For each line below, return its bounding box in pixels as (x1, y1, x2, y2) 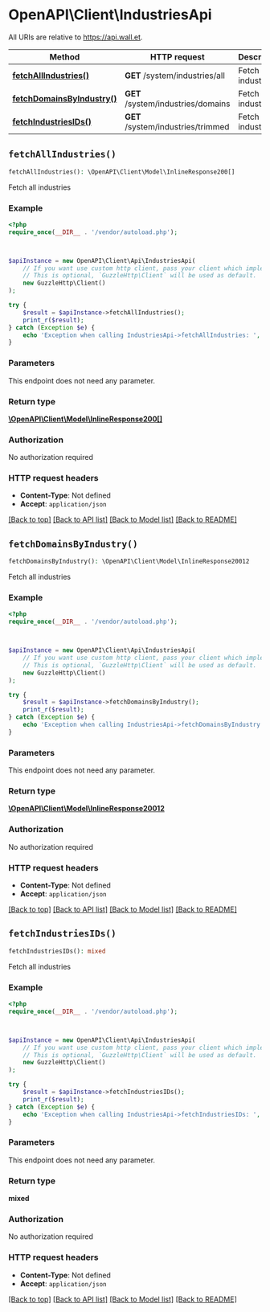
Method (49, 51, 80, 62)
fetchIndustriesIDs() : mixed (8, 947, 106, 955)
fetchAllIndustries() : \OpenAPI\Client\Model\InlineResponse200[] (8, 167, 235, 176)
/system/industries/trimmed (124, 121, 230, 132)
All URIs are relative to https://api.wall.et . (8, 32, 143, 42)
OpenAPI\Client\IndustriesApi (8, 6, 212, 24)
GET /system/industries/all (124, 70, 225, 81)
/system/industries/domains (124, 98, 231, 109)
